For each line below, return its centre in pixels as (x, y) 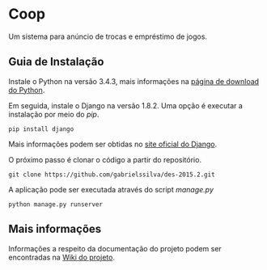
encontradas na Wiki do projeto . (62, 257)
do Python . (27, 90)
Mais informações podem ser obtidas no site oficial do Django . (112, 144)
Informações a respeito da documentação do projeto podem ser (115, 248)
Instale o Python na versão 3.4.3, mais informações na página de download (134, 81)
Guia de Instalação (56, 62)
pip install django (41, 129)
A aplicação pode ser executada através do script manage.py (111, 189)
